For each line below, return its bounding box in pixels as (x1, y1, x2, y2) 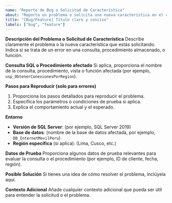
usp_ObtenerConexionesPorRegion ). (5, 73, 77, 80)
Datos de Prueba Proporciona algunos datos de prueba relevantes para (5, 150, 156, 157)
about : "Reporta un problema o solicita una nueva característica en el (5, 12, 164, 17)
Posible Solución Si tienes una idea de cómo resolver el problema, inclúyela (5, 171, 166, 177)
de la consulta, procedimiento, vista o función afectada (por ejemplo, (5, 68, 151, 74)
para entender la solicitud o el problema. (5, 192, 91, 198)
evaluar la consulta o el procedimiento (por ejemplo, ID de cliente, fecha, (5, 156, 159, 162)
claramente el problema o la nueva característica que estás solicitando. (5, 42, 156, 48)
